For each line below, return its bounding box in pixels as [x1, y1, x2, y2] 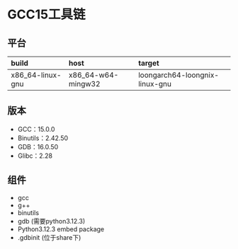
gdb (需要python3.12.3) [17, 216, 86, 225]
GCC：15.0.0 [17, 124, 55, 133]
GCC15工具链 [7, 6, 86, 23]
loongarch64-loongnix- [137, 70, 220, 80]
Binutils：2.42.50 [17, 134, 69, 142]
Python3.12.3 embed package [17, 224, 105, 233]
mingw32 [68, 79, 101, 88]
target [137, 58, 159, 68]
